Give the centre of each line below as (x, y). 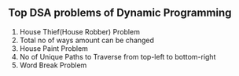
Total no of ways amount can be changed (87, 40)
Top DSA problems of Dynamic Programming (120, 13)
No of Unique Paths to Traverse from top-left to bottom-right (118, 56)
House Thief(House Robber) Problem (79, 31)
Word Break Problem (53, 65)
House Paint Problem (54, 48)
